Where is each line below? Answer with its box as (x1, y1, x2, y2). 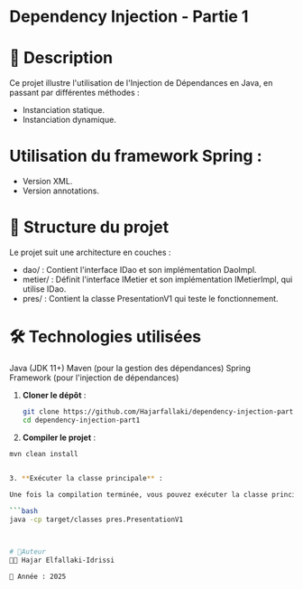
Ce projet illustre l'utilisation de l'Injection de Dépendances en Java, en (9, 78, 273, 89)
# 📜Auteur (9, 547, 47, 556)
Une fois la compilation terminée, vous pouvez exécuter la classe (9, 491, 269, 500)
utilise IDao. (22, 284, 67, 294)
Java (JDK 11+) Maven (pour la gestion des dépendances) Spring (9, 362, 251, 373)
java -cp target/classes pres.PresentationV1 (9, 515, 183, 525)
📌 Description (9, 48, 114, 69)
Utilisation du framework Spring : (9, 146, 263, 166)
